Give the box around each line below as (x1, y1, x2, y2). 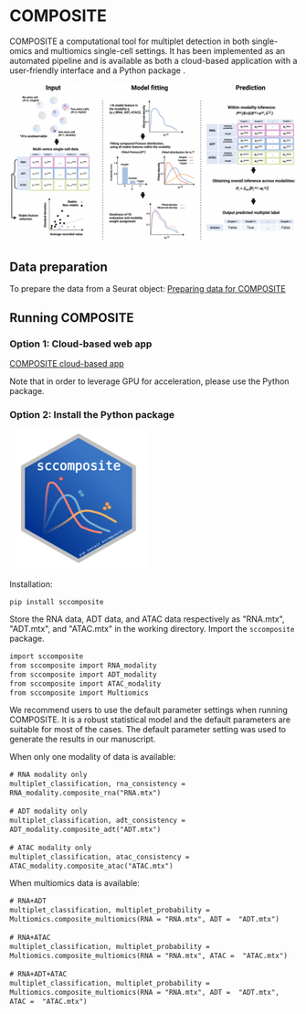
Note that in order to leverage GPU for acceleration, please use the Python (9, 376, 290, 387)
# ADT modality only (9, 806, 89, 817)
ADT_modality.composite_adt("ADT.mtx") (9, 825, 162, 835)
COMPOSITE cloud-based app (9, 358, 125, 369)
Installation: (9, 579, 53, 590)
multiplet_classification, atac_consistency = (9, 852, 190, 862)
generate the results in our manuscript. (9, 733, 156, 745)
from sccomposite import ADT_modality (9, 670, 157, 679)
